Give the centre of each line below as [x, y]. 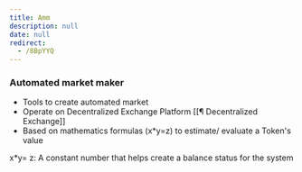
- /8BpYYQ [36, 51]
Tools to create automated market [85, 102]
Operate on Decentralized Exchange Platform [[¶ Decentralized [140, 112]
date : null [30, 34]
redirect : [28, 43]
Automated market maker [67, 83]
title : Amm [30, 18]
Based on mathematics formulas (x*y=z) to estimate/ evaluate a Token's [157, 131]
